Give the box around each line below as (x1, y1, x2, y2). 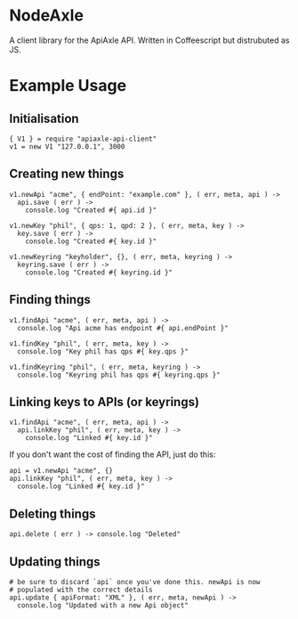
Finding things (9, 292, 91, 307)
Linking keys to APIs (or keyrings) (9, 394, 200, 410)
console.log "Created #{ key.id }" (25, 237, 157, 246)
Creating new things (9, 167, 125, 182)
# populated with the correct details (9, 585, 153, 594)
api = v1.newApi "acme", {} (9, 467, 114, 476)
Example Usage (9, 76, 127, 96)
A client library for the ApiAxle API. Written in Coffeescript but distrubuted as (9, 35, 290, 45)
